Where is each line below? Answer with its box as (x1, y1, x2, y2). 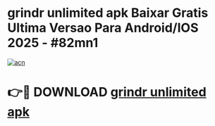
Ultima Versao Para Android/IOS (7, 20, 199, 36)
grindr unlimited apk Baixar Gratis (7, 5, 209, 21)
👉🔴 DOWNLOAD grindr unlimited (7, 84, 207, 100)
